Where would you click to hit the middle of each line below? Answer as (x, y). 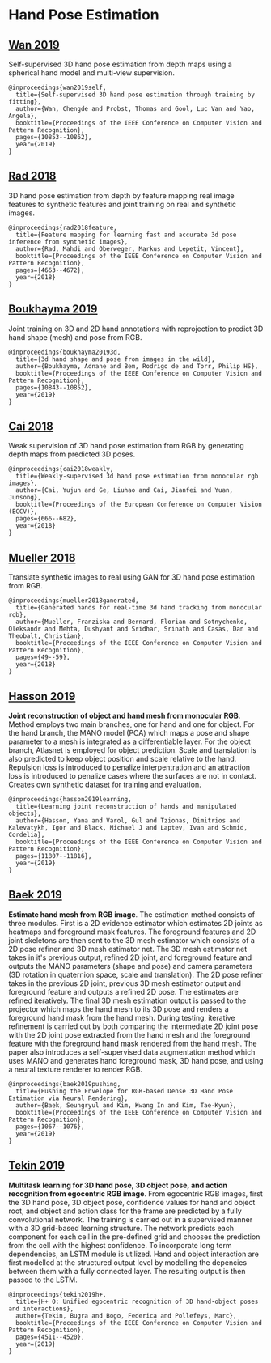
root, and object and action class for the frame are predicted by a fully (125, 1211)
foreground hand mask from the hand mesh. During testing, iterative (122, 1017)
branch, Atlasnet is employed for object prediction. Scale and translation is (133, 750)
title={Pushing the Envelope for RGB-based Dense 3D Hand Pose (124, 1091)
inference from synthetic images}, (68, 242)
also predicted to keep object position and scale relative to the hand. (123, 759)
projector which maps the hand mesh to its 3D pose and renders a (119, 1008)
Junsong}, (25, 498)
